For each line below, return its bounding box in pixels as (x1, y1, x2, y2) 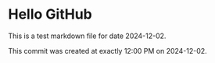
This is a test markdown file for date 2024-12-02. (8, 31, 167, 40)
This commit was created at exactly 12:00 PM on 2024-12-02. (8, 46, 207, 55)
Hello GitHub (8, 5, 92, 23)
